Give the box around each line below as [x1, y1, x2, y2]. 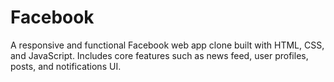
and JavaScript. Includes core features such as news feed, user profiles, [10, 49, 309, 61]
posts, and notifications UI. [10, 60, 122, 72]
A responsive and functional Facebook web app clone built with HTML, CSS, [10, 39, 325, 51]
